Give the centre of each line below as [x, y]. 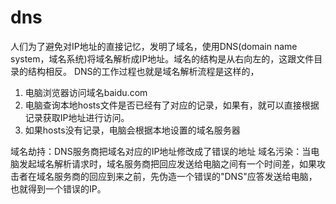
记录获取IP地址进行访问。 [77, 117]
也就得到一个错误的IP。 [58, 188]
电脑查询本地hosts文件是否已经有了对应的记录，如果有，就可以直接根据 [172, 105]
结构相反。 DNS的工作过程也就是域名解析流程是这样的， [143, 71]
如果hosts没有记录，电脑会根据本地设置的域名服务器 [132, 130]
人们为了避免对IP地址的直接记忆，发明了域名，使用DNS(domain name [154, 46]
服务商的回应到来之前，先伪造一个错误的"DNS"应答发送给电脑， [185, 176]
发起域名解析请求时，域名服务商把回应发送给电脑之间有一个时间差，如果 [167, 163]
